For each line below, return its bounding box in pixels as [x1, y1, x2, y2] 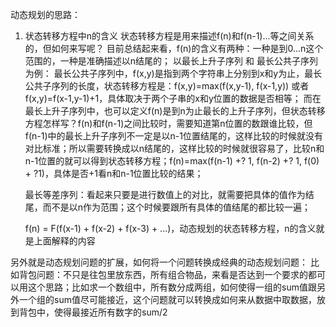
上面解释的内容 [33, 235, 96, 247]
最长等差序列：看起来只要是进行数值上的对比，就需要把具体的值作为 [24, 189, 306, 200]
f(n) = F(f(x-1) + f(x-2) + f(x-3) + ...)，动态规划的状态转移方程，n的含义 [24, 223, 317, 234]
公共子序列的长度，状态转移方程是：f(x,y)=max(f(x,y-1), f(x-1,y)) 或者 [24, 80, 310, 92]
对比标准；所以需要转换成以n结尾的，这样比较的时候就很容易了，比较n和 [24, 143, 325, 154]
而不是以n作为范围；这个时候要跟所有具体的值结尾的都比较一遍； [42, 201, 312, 213]
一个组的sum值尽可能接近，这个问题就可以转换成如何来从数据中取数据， [18, 294, 317, 305]
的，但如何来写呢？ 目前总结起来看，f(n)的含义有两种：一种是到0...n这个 [24, 43, 324, 54]
